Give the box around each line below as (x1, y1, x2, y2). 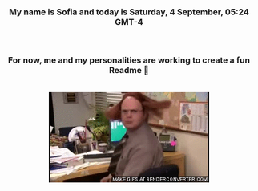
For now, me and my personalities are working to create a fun (7, 55, 251, 66)
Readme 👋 (109, 65, 149, 76)
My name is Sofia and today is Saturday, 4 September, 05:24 (9, 6, 249, 18)
